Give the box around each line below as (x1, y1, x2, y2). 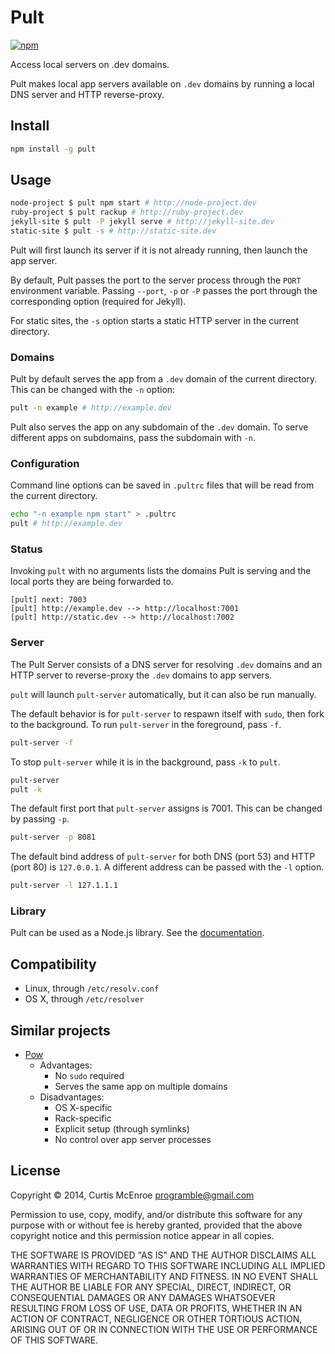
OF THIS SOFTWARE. (10, 1334, 99, 1346)
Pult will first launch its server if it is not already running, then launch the (10, 244, 308, 256)
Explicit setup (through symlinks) (54, 1123, 190, 1135)
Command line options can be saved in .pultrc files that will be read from (10, 479, 315, 491)
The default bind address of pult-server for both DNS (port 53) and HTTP (10, 851, 316, 863)
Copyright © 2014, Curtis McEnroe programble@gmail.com (10, 1189, 255, 1201)
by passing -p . (10, 813, 70, 825)
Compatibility (10, 956, 97, 973)
